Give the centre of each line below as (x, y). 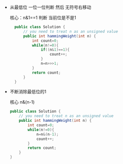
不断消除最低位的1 (28, 92)
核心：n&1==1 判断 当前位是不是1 (43, 18)
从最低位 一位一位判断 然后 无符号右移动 (50, 7)
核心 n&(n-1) (22, 102)
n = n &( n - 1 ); (47, 134)
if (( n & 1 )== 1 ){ (55, 50)
